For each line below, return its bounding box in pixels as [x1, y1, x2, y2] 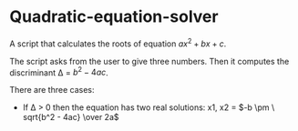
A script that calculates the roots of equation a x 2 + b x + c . [9, 36, 227, 49]
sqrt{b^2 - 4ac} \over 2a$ [22, 112, 119, 123]
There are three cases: [9, 85, 95, 96]
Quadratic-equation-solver [9, 6, 219, 27]
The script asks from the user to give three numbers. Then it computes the [9, 55, 290, 66]
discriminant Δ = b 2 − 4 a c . [9, 65, 109, 78]
